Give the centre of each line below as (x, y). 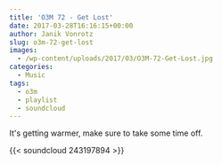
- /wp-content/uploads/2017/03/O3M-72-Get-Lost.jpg (115, 59)
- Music (32, 75)
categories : (31, 67)
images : (24, 51)
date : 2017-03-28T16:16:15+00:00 (71, 26)
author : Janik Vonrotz (51, 34)
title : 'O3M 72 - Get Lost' (62, 17)
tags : (19, 83)
